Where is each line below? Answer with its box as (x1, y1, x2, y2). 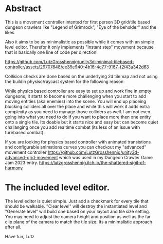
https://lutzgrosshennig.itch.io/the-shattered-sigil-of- (39, 160, 146, 165)
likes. (5, 29, 16, 35)
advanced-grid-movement (5, 154, 58, 160)
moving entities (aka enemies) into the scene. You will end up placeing (5, 98, 146, 104)
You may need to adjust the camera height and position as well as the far (5, 213, 151, 220)
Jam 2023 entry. (5, 160, 38, 165)
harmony (5, 164, 23, 171)
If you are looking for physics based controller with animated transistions (5, 139, 151, 144)
